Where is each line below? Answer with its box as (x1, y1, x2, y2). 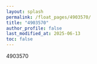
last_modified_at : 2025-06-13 (6, 31, 81, 37)
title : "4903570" (6, 20, 49, 25)
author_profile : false (6, 25, 62, 31)
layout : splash (6, 8, 44, 15)
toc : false (6, 36, 33, 42)
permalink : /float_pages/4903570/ (6, 14, 92, 20)
